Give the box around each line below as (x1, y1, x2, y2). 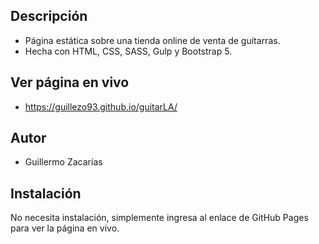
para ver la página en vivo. (10, 222, 120, 234)
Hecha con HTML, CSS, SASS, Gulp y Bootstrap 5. (24, 45, 233, 57)
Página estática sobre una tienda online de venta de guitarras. (24, 34, 281, 46)
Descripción (10, 8, 88, 25)
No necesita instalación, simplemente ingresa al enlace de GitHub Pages (10, 212, 309, 224)
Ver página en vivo (10, 74, 130, 91)
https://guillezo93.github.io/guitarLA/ (24, 100, 178, 113)
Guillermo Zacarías (24, 156, 103, 168)
